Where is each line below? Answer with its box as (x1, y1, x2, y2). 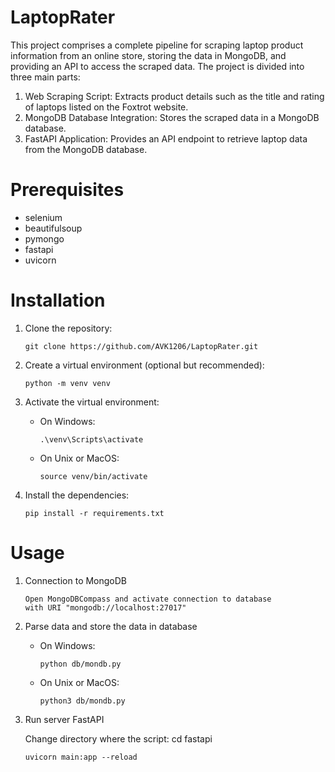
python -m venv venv (24, 378, 111, 388)
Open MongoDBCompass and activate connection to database (24, 594, 272, 604)
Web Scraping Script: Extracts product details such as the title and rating (24, 90, 325, 102)
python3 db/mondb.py (39, 696, 126, 706)
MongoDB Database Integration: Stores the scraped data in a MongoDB (24, 111, 320, 123)
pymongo (24, 232, 65, 245)
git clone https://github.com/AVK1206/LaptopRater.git (24, 341, 259, 351)
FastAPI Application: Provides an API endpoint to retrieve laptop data (24, 132, 308, 145)
